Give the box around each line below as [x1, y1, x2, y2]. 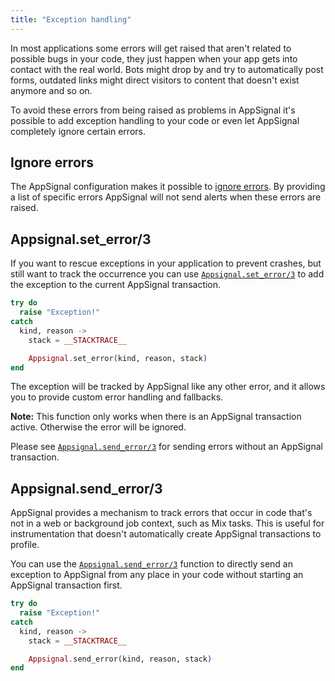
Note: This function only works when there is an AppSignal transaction [10, 411, 302, 423]
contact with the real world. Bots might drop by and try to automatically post [10, 63, 324, 75]
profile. [10, 539, 40, 551]
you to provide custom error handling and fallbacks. [10, 391, 224, 403]
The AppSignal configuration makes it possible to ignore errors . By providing [10, 181, 326, 193]
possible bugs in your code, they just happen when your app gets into [10, 52, 298, 65]
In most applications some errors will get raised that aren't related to [10, 42, 292, 54]
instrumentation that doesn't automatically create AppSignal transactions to [10, 528, 322, 540]
